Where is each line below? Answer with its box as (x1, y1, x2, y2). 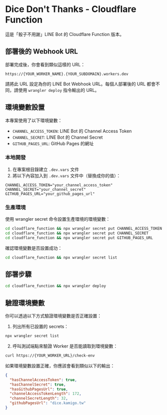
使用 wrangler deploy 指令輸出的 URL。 (18, 87, 99, 93)
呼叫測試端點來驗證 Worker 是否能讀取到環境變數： (12, 343, 118, 349)
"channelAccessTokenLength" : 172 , (9, 391, 81, 397)
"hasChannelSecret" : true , (9, 382, 66, 387)
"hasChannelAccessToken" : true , (9, 377, 77, 383)
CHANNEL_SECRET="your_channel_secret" (5, 187, 86, 192)
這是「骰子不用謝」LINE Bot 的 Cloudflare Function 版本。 (5, 31, 124, 37)
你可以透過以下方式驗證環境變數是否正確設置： (5, 313, 101, 319)
